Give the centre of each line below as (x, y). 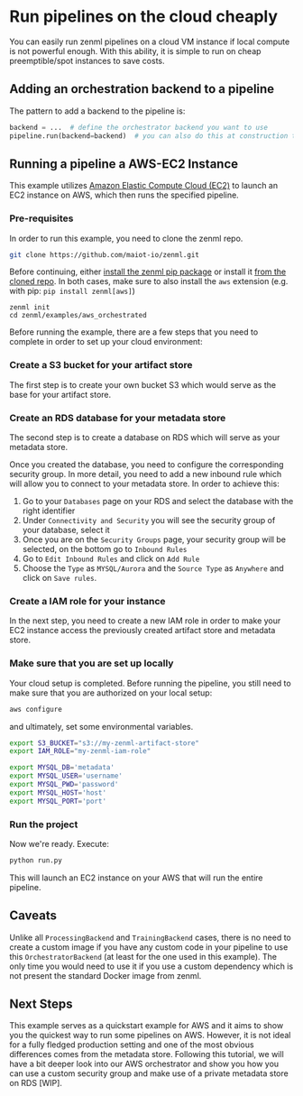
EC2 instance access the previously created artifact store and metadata (142, 631)
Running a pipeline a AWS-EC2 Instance (124, 164)
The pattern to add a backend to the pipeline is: (97, 111)
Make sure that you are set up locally (92, 663)
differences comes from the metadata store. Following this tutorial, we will (147, 1055)
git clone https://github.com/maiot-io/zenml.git (105, 254)
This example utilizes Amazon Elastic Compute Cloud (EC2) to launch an (143, 186)
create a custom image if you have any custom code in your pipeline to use (149, 947)
